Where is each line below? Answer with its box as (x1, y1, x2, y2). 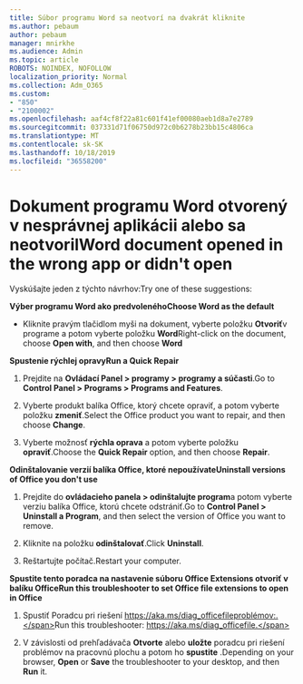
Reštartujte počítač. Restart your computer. (22, 555, 181, 567)
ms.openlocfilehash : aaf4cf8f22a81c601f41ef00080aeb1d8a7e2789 (9, 114, 254, 123)
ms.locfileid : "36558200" (9, 156, 107, 166)
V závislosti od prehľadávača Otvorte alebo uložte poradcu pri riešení (22, 637, 285, 649)
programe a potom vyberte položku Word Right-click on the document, (22, 328, 287, 339)
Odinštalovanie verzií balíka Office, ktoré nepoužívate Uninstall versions (9, 464, 286, 475)
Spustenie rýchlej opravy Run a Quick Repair (9, 356, 180, 366)
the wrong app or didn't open (9, 253, 233, 274)
